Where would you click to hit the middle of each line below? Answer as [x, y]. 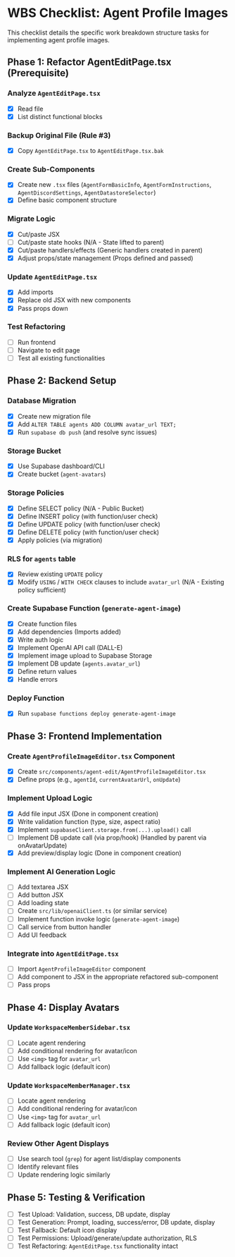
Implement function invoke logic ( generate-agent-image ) [99, 919]
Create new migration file [54, 416]
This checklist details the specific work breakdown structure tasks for [108, 32]
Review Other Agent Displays [58, 1143]
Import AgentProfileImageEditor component [82, 969]
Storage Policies [36, 493]
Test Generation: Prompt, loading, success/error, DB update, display [116, 1222]
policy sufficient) [42, 590]
